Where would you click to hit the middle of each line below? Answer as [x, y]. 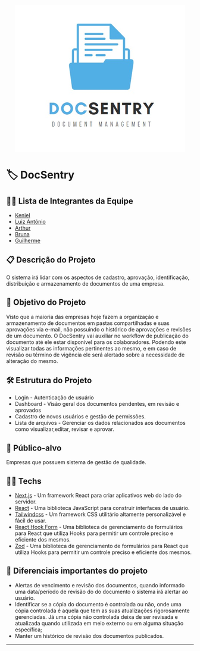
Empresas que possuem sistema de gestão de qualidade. [76, 462]
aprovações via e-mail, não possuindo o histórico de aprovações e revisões [99, 329]
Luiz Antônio [30, 222]
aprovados [28, 410]
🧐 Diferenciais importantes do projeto [77, 571]
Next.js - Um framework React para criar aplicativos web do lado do [98, 496]
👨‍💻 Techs [24, 481]
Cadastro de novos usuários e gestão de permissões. [80, 417]
